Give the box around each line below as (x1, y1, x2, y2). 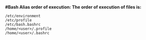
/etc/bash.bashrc (5, 22, 41, 27)
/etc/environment (5, 14, 41, 19)
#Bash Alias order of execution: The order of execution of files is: (5, 4, 142, 10)
